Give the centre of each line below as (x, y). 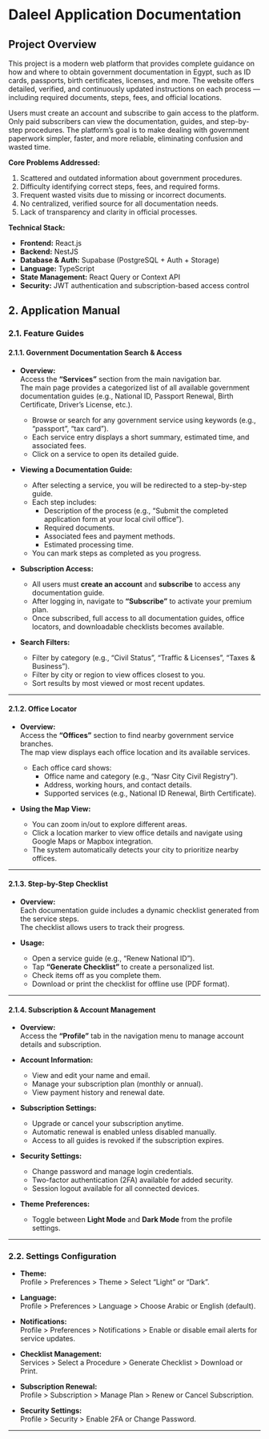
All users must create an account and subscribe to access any (136, 584)
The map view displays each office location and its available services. (135, 752)
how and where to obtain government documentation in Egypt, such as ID (130, 72)
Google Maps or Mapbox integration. (92, 841)
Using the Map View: (55, 808)
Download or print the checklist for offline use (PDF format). (130, 984)
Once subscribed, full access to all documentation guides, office (138, 618)
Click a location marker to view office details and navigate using (137, 832)
